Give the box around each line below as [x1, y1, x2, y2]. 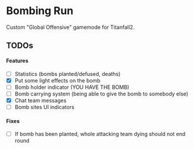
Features [6, 57, 28, 64]
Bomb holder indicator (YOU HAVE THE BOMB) [14, 84, 130, 91]
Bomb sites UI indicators [14, 103, 75, 110]
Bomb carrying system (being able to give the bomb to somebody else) [14, 90, 189, 97]
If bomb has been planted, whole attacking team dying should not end [14, 131, 186, 138]
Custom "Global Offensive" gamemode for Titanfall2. [6, 24, 135, 31]
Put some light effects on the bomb [14, 77, 101, 84]
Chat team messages [14, 97, 67, 104]
